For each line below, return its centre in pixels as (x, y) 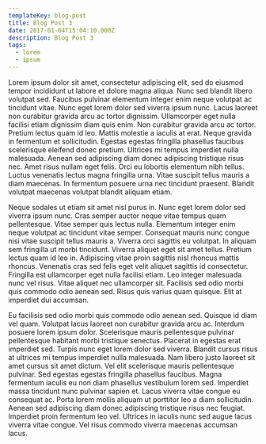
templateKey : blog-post (47, 15)
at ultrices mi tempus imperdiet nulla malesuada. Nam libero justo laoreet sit (132, 357)
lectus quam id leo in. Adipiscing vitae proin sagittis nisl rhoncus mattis (124, 258)
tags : (17, 45)
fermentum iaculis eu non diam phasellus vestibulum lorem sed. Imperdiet (129, 382)
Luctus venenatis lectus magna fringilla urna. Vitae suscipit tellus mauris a (129, 174)
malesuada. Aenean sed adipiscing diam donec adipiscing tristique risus (126, 158)
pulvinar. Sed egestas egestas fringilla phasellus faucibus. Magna (115, 374)
